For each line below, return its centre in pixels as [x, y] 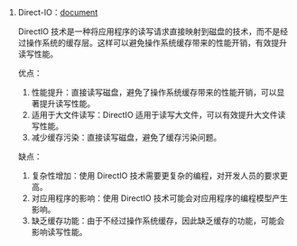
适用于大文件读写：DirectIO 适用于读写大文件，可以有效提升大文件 [154, 115]
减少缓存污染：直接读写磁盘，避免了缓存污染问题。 [126, 137]
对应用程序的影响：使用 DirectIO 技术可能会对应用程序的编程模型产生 [160, 198]
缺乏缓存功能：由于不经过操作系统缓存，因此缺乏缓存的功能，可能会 [158, 221]
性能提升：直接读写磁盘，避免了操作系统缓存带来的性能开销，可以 [154, 92]
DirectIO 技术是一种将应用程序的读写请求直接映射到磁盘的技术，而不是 [149, 32]
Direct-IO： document [58, 12]
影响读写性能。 [59, 232]
